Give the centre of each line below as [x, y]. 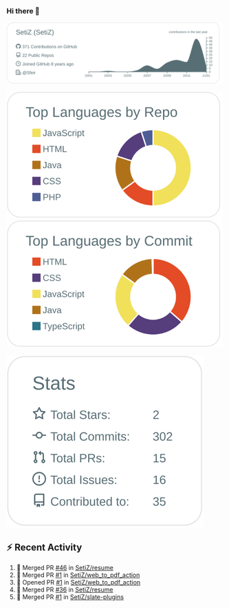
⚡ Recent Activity [44, 548]
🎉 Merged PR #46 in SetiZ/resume [65, 567]
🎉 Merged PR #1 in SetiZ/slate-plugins [70, 597]
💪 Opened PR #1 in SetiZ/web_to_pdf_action [78, 582]
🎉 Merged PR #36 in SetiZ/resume [65, 589]
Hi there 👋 [23, 11]
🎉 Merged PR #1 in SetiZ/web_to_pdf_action [78, 575]
